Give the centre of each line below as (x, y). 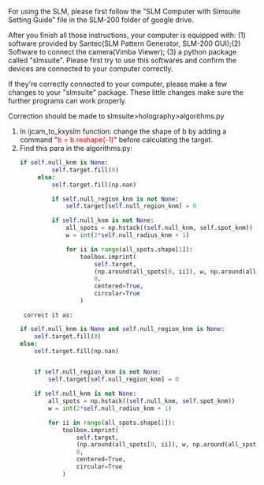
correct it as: (48, 315)
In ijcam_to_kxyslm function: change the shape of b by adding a (123, 131)
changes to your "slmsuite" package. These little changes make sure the (126, 92)
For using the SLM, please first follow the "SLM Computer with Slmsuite (124, 11)
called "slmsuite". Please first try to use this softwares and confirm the (123, 60)
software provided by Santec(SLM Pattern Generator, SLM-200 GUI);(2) (125, 43)
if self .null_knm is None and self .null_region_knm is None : (122, 329)
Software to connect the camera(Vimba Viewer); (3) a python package (123, 52)
